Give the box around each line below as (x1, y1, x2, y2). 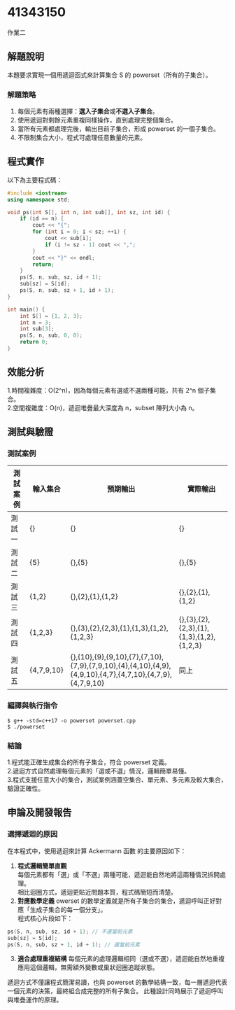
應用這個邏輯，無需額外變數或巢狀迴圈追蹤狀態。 (17, 963, 159, 972)
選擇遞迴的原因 (7, 829, 58, 839)
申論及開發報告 (7, 806, 72, 819)
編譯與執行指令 (7, 701, 58, 710)
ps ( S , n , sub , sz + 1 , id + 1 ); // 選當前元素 (7, 941, 141, 948)
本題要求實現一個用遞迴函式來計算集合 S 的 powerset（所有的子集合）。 (7, 71, 212, 79)
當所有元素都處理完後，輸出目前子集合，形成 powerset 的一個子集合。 (17, 125, 220, 133)
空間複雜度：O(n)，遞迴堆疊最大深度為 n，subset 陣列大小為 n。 (13, 403, 199, 412)
